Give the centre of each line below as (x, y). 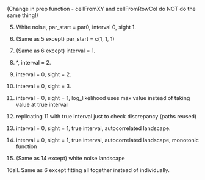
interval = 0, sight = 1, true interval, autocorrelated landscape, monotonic (107, 140)
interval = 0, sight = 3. (43, 86)
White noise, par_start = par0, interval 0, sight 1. (76, 27)
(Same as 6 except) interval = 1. (56, 51)
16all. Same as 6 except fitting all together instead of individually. (88, 170)
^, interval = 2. (33, 63)
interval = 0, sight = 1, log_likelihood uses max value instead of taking (103, 98)
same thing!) (23, 15)
